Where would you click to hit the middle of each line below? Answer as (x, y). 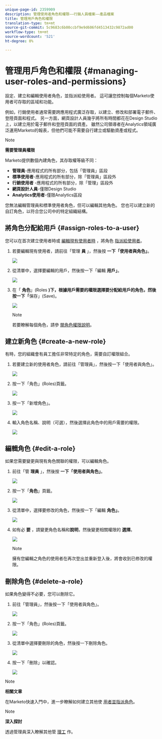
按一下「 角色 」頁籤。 (33, 491)
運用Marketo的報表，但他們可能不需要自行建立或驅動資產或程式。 (75, 130)
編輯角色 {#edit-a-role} (40, 448)
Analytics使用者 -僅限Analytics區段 (47, 195)
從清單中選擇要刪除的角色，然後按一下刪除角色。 (61, 643)
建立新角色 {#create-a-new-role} (56, 341)
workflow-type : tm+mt (27, 32)
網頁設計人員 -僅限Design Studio (44, 189)
